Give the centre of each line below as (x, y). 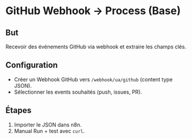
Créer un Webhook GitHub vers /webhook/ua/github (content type (93, 79)
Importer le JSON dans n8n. (48, 124)
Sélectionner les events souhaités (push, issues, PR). (78, 92)
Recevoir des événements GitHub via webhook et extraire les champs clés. (96, 47)
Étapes (18, 110)
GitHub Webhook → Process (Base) (93, 11)
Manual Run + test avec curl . (49, 131)
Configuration (32, 65)
